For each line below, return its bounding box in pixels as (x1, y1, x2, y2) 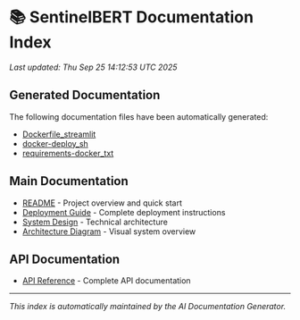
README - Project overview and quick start (21, 198, 183, 208)
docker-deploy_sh (21, 138, 89, 148)
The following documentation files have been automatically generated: (9, 111, 269, 122)
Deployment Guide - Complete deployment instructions (21, 206, 226, 217)
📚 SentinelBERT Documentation (9, 7, 254, 28)
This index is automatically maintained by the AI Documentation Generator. (9, 301, 287, 312)
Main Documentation (9, 173, 129, 189)
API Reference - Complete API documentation (21, 275, 191, 286)
